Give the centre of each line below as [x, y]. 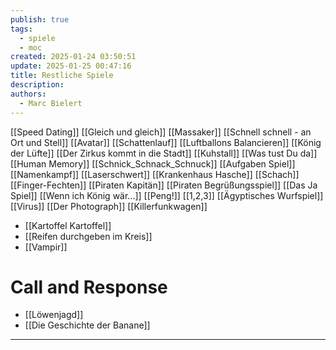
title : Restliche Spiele [62, 76]
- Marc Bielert [51, 103]
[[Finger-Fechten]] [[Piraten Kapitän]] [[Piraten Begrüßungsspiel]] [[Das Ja [164, 185]
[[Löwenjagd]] [54, 315]
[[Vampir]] [46, 247]
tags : [21, 29]
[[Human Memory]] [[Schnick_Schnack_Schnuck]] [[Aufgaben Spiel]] [153, 163]
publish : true [40, 19]
